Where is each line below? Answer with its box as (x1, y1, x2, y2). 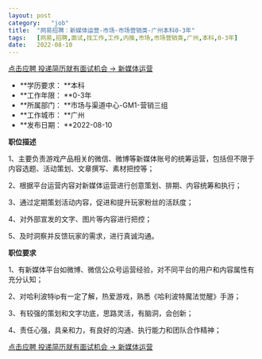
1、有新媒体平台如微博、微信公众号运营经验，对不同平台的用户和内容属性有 (8, 265, 255, 274)
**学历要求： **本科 (19, 81, 85, 90)
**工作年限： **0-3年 (19, 90, 92, 100)
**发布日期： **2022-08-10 (19, 120, 113, 130)
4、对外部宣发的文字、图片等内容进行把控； (8, 215, 152, 224)
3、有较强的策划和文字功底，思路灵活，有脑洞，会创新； (8, 308, 194, 318)
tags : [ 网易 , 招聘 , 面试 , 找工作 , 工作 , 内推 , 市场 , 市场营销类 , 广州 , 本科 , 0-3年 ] (8, 33, 238, 42)
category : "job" (8, 19, 69, 27)
